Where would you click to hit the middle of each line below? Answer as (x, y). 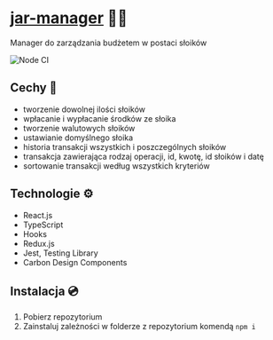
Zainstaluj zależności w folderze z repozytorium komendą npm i (139, 327)
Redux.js (39, 243)
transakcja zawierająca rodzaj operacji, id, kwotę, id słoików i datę (143, 156)
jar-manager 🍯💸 (69, 18)
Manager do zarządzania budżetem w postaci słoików (109, 43)
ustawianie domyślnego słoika (78, 138)
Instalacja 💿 (44, 291)
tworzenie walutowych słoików (79, 128)
